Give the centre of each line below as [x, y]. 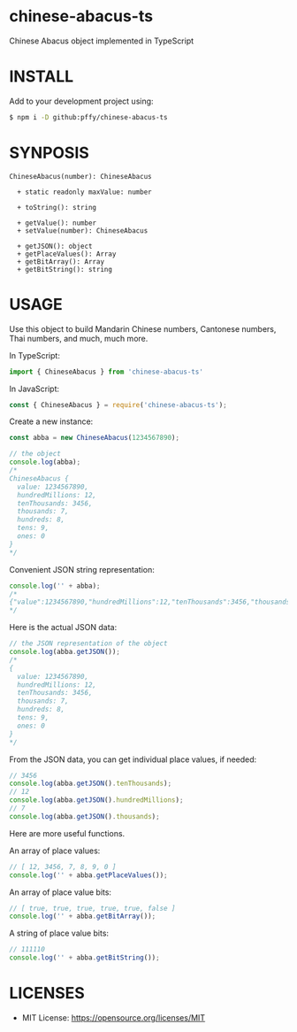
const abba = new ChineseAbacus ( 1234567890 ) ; [94, 438]
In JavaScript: [34, 389]
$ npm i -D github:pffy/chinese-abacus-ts [88, 117]
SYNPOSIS [49, 153]
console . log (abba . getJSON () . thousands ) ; [85, 816]
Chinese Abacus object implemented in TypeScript [102, 41]
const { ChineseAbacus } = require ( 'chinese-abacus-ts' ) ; [118, 404]
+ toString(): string [57, 207]
